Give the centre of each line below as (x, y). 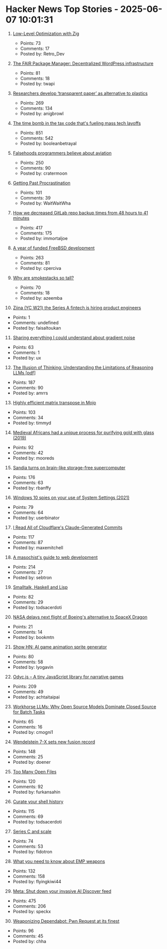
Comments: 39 (36, 198)
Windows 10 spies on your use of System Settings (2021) (71, 497)
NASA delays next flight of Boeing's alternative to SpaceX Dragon (80, 617)
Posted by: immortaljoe (44, 238)
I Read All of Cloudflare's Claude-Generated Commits (68, 527)
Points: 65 (23, 721)
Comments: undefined (36, 323)
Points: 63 (23, 347)
